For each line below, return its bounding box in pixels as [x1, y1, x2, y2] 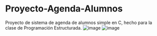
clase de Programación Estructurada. [5, 24, 82, 30]
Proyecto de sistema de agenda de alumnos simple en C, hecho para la [5, 19, 152, 25]
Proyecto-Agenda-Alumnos [5, 3, 123, 14]
